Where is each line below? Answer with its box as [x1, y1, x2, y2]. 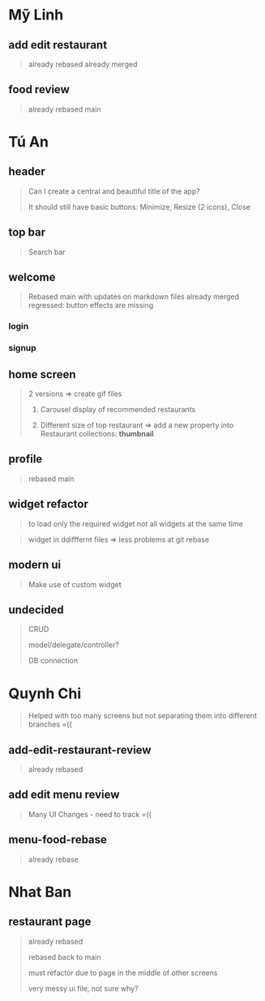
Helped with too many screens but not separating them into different [28, 711, 257, 721]
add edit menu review [8, 788, 120, 802]
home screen [8, 367, 76, 381]
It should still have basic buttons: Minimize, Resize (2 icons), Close [28, 202, 251, 211]
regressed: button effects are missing [28, 300, 154, 310]
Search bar [28, 247, 66, 257]
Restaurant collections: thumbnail [40, 429, 154, 439]
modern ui [8, 558, 62, 572]
